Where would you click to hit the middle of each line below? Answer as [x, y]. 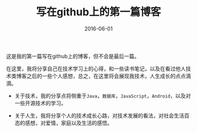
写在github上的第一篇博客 [98, 12]
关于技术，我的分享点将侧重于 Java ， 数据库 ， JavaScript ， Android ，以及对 [103, 96]
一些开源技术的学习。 [40, 103]
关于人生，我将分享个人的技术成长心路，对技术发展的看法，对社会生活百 [102, 116]
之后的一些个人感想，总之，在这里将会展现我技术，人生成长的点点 [106, 76]
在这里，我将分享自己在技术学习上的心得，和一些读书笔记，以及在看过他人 [96, 69]
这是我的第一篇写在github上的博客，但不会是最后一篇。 [73, 56]
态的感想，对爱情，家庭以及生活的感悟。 [63, 123]
